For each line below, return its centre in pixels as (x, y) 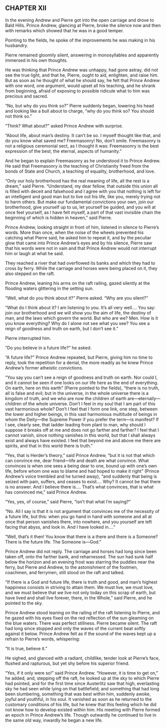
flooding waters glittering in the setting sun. (49, 288)
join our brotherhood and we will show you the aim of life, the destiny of (78, 313)
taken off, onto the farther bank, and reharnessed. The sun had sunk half (79, 556)
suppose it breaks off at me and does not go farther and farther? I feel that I (82, 430)
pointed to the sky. (24, 603)
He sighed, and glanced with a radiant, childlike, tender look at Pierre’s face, (83, 658)
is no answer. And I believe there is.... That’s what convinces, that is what (80, 487)
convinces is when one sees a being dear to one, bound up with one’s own (81, 466)
